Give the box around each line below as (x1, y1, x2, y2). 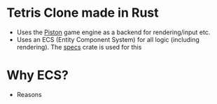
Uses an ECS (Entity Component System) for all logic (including (16, 35, 200, 43)
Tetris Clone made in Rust (6, 5, 159, 21)
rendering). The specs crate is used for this (16, 43, 142, 51)
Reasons (16, 90, 43, 98)
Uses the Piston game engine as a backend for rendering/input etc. (16, 28, 211, 36)
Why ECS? (6, 68, 69, 83)
